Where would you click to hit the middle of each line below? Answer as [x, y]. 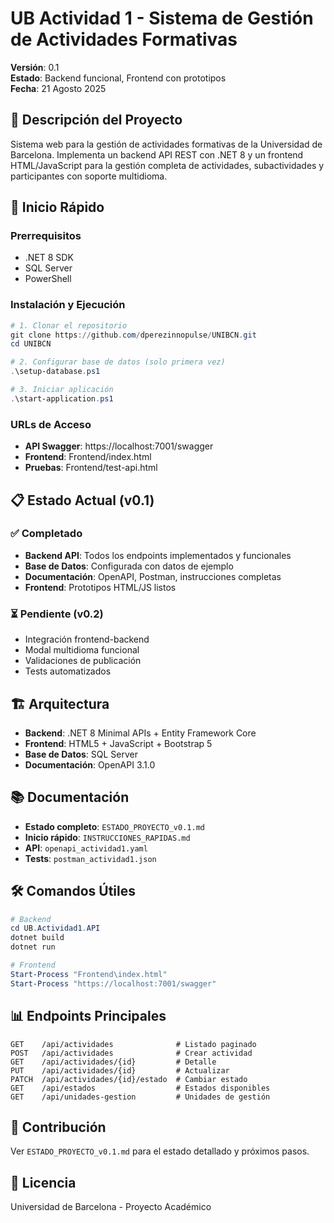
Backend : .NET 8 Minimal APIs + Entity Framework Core [140, 733]
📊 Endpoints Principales [88, 1016]
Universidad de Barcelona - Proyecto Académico [111, 1207]
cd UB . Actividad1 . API [55, 928]
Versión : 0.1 [35, 67]
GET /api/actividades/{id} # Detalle [113, 1062]
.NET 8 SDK [49, 258]
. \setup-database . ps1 [55, 372]
